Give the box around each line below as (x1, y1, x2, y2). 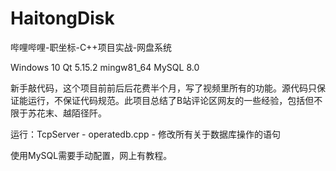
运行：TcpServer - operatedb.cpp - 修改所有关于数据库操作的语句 (10, 128, 281, 140)
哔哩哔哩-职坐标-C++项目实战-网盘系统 (10, 41, 173, 53)
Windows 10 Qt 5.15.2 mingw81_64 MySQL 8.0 (10, 61, 200, 73)
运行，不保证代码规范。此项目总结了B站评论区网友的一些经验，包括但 (27, 94, 315, 106)
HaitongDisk (10, 7, 115, 30)
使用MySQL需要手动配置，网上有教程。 (10, 149, 173, 161)
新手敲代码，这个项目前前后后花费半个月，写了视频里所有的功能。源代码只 (10, 82, 317, 94)
